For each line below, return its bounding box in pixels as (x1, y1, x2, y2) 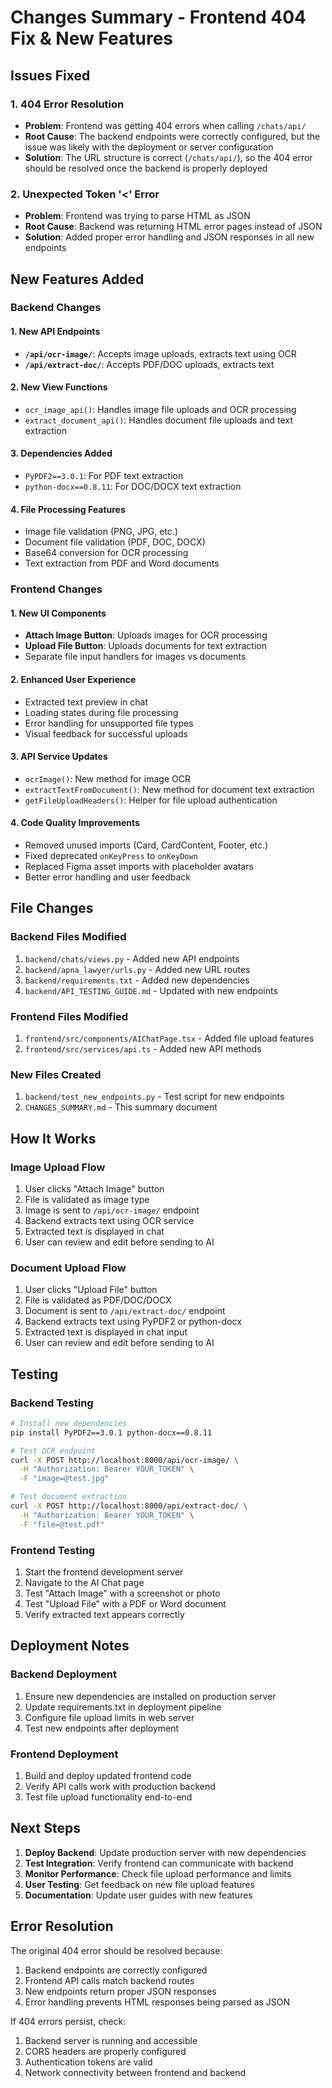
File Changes (10, 900, 94, 917)
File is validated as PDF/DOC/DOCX (24, 1294, 172, 1306)
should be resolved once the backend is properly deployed (24, 162, 268, 174)
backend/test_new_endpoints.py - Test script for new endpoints (24, 1091, 285, 1103)
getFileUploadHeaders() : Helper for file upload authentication (24, 794, 278, 806)
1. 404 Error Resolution (10, 97, 125, 111)
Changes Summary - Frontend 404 (10, 6, 307, 29)
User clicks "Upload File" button (24, 1284, 158, 1296)
